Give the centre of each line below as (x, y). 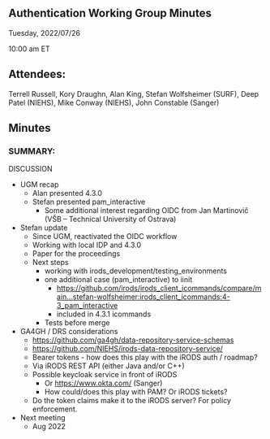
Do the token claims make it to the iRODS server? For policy (131, 401)
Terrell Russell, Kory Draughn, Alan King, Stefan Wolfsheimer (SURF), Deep (134, 93)
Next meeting (43, 418)
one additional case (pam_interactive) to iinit (118, 280)
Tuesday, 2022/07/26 (45, 33)
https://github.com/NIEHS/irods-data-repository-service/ (127, 349)
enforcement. (55, 409)
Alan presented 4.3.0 (67, 193)
